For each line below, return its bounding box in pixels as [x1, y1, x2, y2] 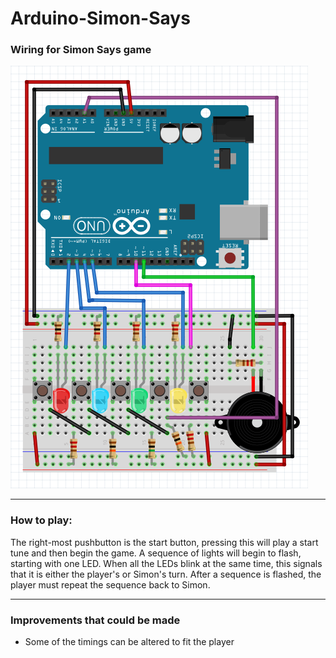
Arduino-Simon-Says [10, 7, 191, 30]
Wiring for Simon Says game [10, 43, 152, 57]
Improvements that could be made [10, 613, 181, 627]
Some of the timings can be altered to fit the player [24, 636, 235, 648]
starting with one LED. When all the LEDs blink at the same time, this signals [10, 557, 323, 569]
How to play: [10, 513, 73, 527]
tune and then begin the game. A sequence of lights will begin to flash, [10, 547, 302, 559]
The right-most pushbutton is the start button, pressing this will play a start [10, 536, 319, 548]
